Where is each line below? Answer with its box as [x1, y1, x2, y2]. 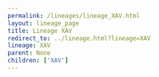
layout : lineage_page [7, 19, 80, 27]
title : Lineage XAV [7, 26, 73, 34]
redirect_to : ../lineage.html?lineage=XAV [7, 34, 151, 43]
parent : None [7, 49, 51, 57]
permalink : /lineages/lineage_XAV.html [7, 11, 141, 20]
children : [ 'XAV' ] [7, 57, 69, 65]
